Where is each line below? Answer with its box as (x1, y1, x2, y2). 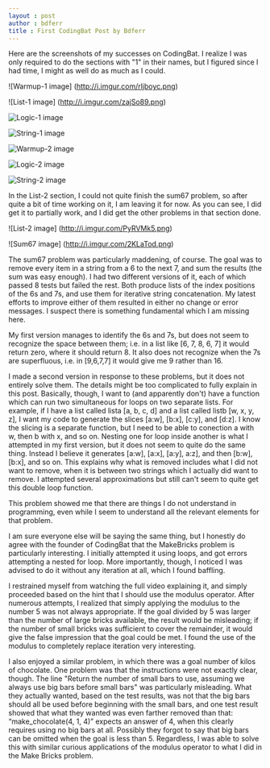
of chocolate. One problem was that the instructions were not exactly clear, (8, 666, 258, 675)
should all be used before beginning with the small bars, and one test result (8, 700, 259, 709)
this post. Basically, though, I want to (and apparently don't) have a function (8, 388, 260, 399)
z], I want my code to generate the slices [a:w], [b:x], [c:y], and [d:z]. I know (8, 414, 260, 424)
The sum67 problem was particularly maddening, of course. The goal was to (8, 255, 263, 264)
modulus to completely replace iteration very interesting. (8, 641, 196, 651)
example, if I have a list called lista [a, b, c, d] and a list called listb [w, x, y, (8, 406, 255, 416)
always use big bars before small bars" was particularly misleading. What (8, 683, 252, 692)
